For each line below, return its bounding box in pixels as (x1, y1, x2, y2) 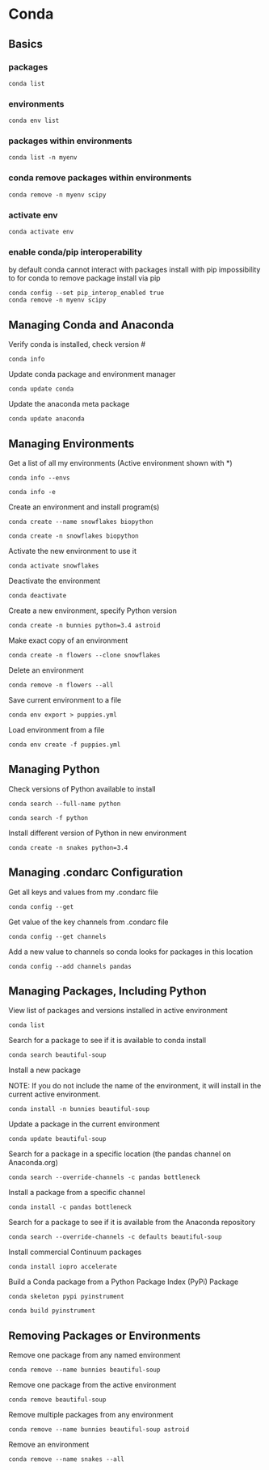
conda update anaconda (8, 415, 85, 423)
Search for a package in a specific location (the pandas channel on (8, 1149, 232, 1159)
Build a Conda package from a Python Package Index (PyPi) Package (8, 1277, 239, 1286)
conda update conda (8, 385, 74, 393)
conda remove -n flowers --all (8, 681, 114, 689)
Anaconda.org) (8, 1158, 59, 1168)
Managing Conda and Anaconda (8, 318, 174, 332)
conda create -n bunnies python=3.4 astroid (8, 621, 161, 629)
